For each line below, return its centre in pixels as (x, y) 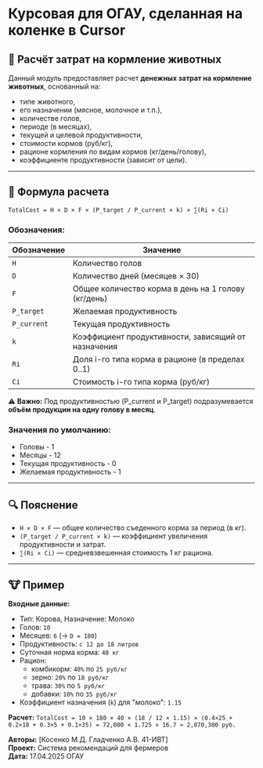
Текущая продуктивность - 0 (68, 464)
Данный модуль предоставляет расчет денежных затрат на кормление (130, 78)
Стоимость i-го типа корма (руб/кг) (141, 382)
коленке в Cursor (67, 30)
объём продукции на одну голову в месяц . (82, 409)
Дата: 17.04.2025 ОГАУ (46, 756)
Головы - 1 (37, 447)
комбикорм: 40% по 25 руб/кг (79, 669)
